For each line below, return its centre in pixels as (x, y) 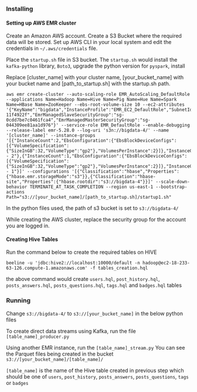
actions (16, 192)
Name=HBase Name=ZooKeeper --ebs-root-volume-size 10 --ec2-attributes (95, 105)
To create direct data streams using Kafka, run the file (71, 331)
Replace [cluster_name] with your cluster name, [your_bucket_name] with (95, 78)
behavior (17, 187)
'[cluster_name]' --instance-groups (51, 136)
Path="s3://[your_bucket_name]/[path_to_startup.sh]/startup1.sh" (89, 197)
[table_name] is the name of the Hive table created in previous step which (95, 370)
